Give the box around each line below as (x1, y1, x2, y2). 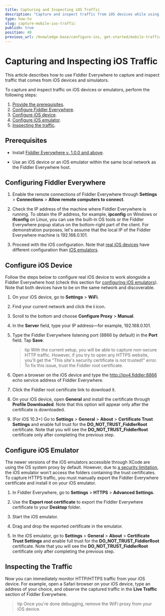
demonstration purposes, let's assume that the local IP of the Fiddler (12, 227, 151, 233)
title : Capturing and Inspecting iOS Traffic (5, 7, 100, 12)
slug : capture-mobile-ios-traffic (5, 21, 76, 26)
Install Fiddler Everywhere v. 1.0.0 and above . (12, 149, 104, 155)
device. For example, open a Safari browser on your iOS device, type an (5, 581, 151, 587)
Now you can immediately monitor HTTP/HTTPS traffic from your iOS (5, 575, 145, 582)
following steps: (5, 92, 37, 98)
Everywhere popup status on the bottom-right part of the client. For (12, 222, 149, 228)
